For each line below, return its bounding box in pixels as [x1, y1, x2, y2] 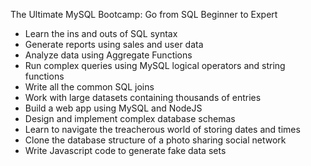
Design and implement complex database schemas [24, 113, 236, 124]
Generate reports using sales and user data [24, 39, 204, 50]
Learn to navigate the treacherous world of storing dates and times [24, 124, 301, 135]
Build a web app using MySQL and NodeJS [24, 102, 203, 114]
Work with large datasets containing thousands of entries [24, 92, 262, 103]
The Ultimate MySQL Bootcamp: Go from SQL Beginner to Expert [10, 9, 278, 20]
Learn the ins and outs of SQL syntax [24, 28, 178, 39]
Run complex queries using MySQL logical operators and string [24, 60, 286, 71]
